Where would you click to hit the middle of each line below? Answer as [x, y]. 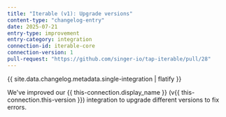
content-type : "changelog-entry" [56, 20]
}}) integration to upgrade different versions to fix [148, 100]
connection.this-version [42, 100]
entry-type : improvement [43, 33]
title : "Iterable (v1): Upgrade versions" [70, 14]
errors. [17, 107]
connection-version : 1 [40, 53]
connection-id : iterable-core [51, 46]
